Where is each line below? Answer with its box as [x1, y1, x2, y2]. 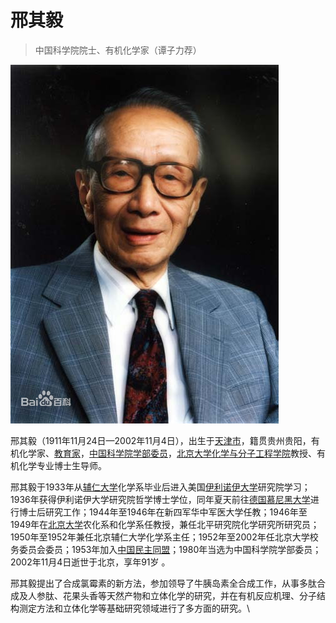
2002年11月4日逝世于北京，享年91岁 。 [10, 556, 171, 568]
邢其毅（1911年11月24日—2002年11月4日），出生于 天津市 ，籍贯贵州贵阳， [10, 434, 312, 446]
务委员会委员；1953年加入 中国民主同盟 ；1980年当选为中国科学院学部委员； [10, 543, 322, 555]
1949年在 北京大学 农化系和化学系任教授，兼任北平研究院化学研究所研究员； [10, 518, 320, 530]
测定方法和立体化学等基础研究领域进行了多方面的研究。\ [18, 602, 251, 614]
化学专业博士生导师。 [18, 459, 107, 471]
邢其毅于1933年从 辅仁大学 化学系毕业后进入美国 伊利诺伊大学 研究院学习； [10, 481, 311, 493]
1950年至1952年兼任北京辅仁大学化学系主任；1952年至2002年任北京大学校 [10, 531, 319, 543]
